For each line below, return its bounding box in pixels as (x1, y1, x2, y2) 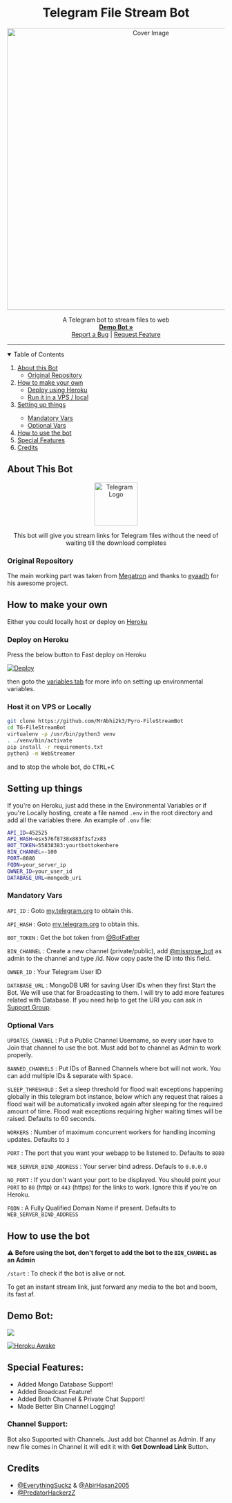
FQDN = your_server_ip (7, 861, 67, 868)
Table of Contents (13, 350, 64, 358)
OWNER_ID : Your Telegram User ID (7, 967, 102, 975)
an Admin (7, 1256, 36, 1264)
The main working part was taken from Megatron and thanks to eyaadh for (7, 572, 219, 580)
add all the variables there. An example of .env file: (7, 816, 152, 824)
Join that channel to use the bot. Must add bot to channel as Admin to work (7, 1043, 222, 1052)
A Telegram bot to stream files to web (62, 315, 170, 324)
